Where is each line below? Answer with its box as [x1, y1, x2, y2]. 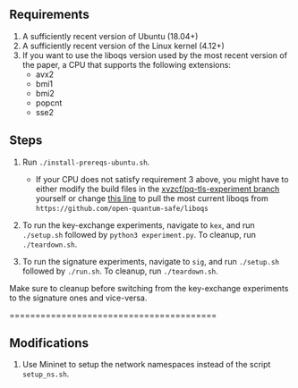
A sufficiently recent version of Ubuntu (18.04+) [21, 30, 199, 41]
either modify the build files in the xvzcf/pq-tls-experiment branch [35, 183, 280, 194]
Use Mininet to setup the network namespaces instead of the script [21, 359, 271, 370]
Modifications [9, 335, 89, 351]
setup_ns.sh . [21, 368, 70, 379]
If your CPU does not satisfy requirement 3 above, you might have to [35, 173, 289, 184]
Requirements [9, 7, 89, 22]
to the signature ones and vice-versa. [9, 292, 148, 303]
